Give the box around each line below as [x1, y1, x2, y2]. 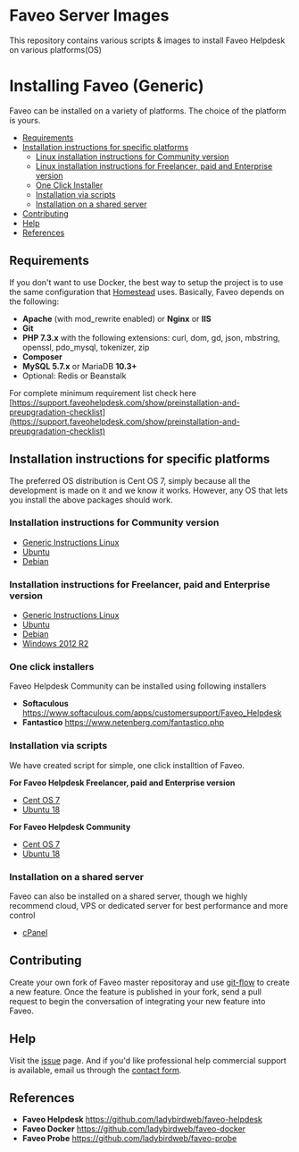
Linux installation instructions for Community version [35, 151, 229, 162]
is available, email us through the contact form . [9, 1064, 182, 1075]
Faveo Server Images [9, 5, 170, 26]
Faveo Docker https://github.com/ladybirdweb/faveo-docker [21, 1123, 246, 1134]
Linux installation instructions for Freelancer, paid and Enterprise [35, 160, 273, 171]
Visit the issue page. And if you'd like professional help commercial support [9, 1055, 287, 1065]
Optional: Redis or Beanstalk [21, 370, 127, 381]
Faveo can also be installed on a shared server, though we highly [9, 891, 248, 902]
